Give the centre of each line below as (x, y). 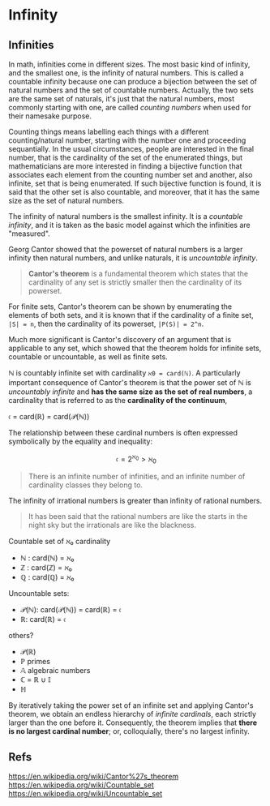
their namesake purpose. (50, 116)
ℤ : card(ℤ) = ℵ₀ (46, 568)
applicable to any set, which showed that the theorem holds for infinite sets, (135, 348)
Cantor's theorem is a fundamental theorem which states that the (138, 274)
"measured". (29, 234)
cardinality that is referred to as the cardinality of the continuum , (118, 400)
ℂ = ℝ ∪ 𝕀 (35, 680)
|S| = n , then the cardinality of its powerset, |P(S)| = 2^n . (106, 324)
